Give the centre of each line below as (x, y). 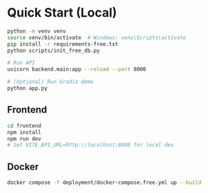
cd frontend (24, 126)
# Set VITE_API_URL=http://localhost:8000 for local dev (91, 145)
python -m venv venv (37, 31)
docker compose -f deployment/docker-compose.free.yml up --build (104, 183)
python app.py (28, 89)
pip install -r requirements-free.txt (63, 44)
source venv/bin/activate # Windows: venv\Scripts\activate (97, 37)
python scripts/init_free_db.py (53, 50)
